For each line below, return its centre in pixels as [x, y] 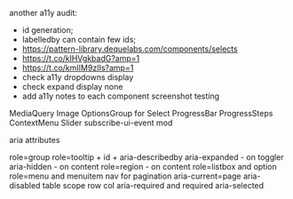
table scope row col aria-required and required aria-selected [153, 185]
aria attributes [35, 140]
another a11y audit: [44, 13]
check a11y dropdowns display [78, 77]
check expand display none [72, 87]
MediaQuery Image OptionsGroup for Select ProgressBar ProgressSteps [141, 113]
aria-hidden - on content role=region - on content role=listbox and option [143, 167]
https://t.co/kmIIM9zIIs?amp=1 [78, 68]
